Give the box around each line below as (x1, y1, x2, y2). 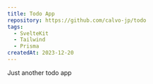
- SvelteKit (13, 29, 49, 37)
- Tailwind (13, 36, 46, 43)
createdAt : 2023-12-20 (7, 50, 74, 57)
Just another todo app (7, 68, 72, 77)
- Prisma (13, 43, 39, 50)
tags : (7, 23, 23, 30)
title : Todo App (7, 10, 55, 17)
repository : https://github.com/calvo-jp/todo (7, 17, 147, 24)
